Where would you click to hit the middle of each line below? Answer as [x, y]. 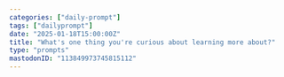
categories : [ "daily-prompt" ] [65, 17]
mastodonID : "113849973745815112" [73, 58]
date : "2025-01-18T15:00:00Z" [65, 34]
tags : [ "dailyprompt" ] [51, 26]
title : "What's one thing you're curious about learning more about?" [142, 42]
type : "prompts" [39, 50]
